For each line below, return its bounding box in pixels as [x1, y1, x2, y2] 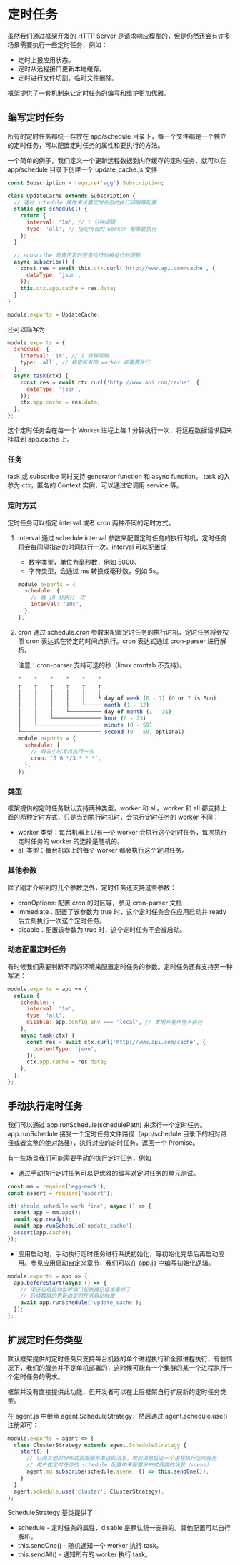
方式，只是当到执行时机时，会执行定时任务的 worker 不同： [44, 813, 219, 822]
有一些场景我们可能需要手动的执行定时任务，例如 [7, 1153, 151, 1162]
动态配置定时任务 [7, 945, 66, 955]
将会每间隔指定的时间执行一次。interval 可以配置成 [17, 542, 167, 551]
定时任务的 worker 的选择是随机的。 [17, 837, 124, 845]
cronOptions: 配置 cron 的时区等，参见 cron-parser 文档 [17, 898, 183, 907]
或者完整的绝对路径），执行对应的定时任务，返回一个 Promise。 [13, 1138, 199, 1147]
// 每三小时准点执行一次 [31, 748, 94, 755]
